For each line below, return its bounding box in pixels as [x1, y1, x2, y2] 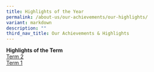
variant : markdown [6, 19, 52, 25]
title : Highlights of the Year [6, 8, 84, 15]
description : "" [6, 25, 47, 31]
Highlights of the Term [6, 47, 63, 54]
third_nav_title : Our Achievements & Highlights [6, 31, 130, 37]
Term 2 [6, 53, 24, 60]
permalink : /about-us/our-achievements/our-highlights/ [6, 14, 148, 20]
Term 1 [6, 60, 23, 67]
